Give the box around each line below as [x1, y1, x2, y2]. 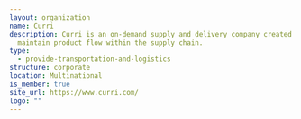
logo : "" [9, 96, 42, 106]
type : [9, 47, 30, 55]
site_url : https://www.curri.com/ [9, 88, 140, 97]
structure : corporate [9, 64, 91, 72]
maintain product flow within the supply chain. [17, 38, 204, 47]
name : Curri [9, 21, 54, 30]
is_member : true [9, 80, 70, 89]
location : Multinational [9, 72, 103, 81]
